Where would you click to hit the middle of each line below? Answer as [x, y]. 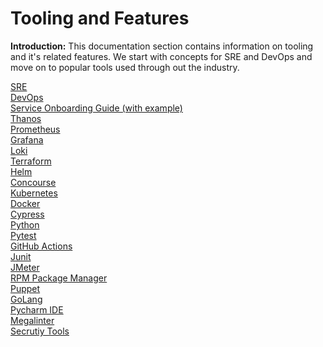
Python [25, 224]
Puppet [25, 288]
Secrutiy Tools [40, 331]
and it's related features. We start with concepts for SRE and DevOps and [161, 56]
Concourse [33, 182]
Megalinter [32, 320]
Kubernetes [34, 193]
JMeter [25, 267]
